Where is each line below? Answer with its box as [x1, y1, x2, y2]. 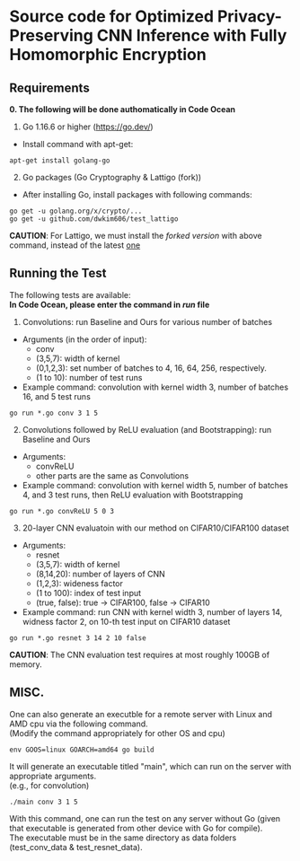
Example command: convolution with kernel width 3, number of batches [22, 382, 289, 392]
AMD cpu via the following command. [9, 718, 148, 729]
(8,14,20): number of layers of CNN [35, 568, 166, 579]
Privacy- [216, 6, 283, 27]
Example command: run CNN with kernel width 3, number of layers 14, [22, 606, 283, 617]
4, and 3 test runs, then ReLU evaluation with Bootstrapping [22, 489, 243, 500]
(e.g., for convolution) [9, 779, 90, 791]
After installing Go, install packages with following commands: [22, 189, 253, 199]
